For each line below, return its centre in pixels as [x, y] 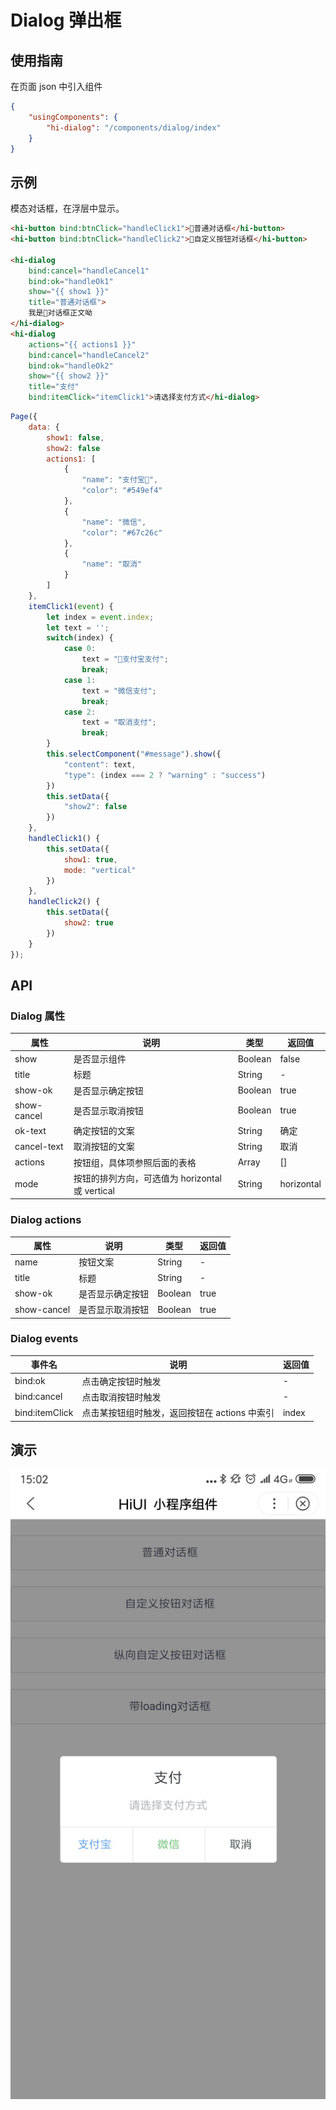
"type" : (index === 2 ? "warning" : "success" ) [165, 775]
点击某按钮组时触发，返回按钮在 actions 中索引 [178, 1413]
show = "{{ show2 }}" [69, 376]
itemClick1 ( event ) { [71, 606]
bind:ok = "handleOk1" [71, 281]
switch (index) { [80, 638]
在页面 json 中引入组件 [56, 86]
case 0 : [80, 649]
